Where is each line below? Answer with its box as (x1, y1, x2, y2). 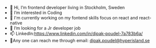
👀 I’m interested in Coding (9, 10, 62, 16)
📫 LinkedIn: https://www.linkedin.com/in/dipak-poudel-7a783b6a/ (9, 31, 143, 36)
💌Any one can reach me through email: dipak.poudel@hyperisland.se (9, 38, 150, 43)
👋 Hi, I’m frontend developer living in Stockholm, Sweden (9, 5, 125, 10)
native (9, 20, 23, 26)
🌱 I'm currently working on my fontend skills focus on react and (9, 15, 138, 20)
